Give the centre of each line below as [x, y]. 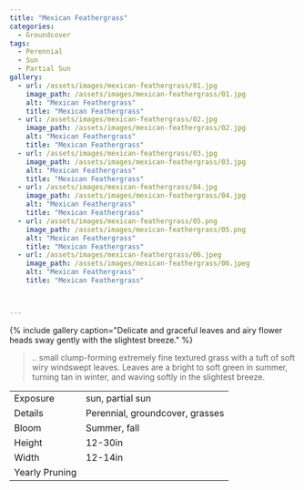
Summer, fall [112, 427]
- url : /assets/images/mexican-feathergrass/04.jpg [118, 188]
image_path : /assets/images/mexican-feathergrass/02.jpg [136, 128]
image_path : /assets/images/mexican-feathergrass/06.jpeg [138, 264]
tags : [20, 43]
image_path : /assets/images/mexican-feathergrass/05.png [136, 230]
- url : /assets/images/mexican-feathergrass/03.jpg [118, 153]
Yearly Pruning [46, 472]
